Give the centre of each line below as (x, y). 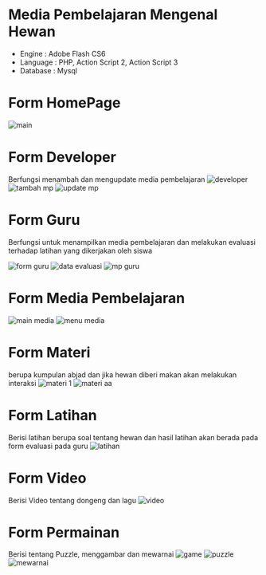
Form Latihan (53, 415)
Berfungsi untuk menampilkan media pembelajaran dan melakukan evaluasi (132, 242)
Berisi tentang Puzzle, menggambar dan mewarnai (91, 554)
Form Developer (63, 158)
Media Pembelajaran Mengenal (113, 15)
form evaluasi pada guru (49, 446)
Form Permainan (64, 532)
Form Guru (44, 220)
